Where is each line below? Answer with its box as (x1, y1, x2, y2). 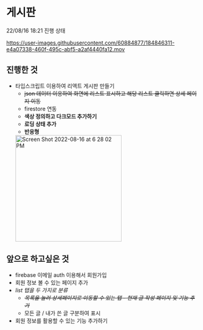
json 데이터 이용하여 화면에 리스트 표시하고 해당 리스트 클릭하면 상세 (24, 90, 186, 97)
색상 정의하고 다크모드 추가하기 (24, 112, 97, 120)
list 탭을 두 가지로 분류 (15, 286, 68, 293)
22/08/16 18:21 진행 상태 (6, 27, 66, 34)
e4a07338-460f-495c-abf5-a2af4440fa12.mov (6, 45, 125, 52)
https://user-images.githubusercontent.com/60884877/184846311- (6, 39, 175, 46)
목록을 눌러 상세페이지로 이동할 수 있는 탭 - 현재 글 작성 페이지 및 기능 (24, 294, 188, 301)
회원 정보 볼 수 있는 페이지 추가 (15, 279, 88, 286)
